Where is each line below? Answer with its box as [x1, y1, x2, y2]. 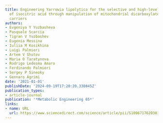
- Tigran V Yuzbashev [5, 34, 49, 39]
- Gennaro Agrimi [5, 75, 40, 79]
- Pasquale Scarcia [5, 30, 45, 34]
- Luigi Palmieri [5, 47, 40, 52]
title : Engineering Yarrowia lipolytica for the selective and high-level [5, 7, 160, 12]
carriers [9, 16, 27, 21]
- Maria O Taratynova [5, 57, 49, 61]
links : [5, 102, 18, 107]
